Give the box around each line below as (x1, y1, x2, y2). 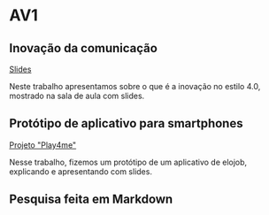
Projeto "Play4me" (9, 139, 77, 150)
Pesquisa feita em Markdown (9, 192, 173, 207)
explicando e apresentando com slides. (9, 165, 153, 177)
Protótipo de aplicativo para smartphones (9, 116, 243, 131)
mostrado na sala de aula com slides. (9, 90, 145, 101)
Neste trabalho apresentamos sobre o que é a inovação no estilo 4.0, (9, 81, 261, 91)
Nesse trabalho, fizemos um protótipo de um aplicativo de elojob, (9, 157, 248, 167)
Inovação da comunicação (9, 41, 158, 56)
